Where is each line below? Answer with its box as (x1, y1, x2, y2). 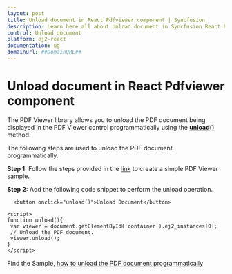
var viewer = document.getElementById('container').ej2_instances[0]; (10, 222, 217, 230)
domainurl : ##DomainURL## (7, 49, 81, 56)
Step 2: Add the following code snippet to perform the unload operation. (7, 185, 213, 193)
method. (7, 130, 31, 139)
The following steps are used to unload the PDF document (7, 144, 173, 152)
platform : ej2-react (7, 36, 67, 43)
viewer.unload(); (10, 235, 60, 242)
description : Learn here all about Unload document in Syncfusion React (7, 23, 221, 30)
